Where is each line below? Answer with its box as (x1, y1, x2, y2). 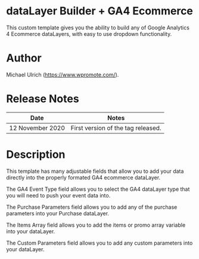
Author (6, 51, 42, 65)
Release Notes (6, 92, 79, 106)
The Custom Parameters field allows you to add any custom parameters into (6, 239, 193, 246)
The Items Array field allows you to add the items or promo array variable (6, 221, 186, 228)
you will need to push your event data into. (6, 191, 111, 199)
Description (6, 148, 66, 161)
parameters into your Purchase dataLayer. (6, 209, 109, 217)
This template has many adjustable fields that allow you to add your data (6, 167, 184, 175)
